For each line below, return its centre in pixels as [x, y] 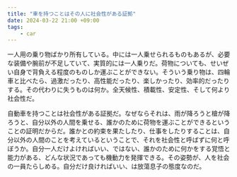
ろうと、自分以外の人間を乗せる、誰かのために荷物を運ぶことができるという [119, 122]
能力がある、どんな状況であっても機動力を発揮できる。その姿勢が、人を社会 [118, 158]
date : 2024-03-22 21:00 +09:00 [53, 20]
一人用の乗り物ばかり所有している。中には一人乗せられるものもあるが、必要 [119, 54]
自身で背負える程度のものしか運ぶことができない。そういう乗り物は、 [115, 72]
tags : [15, 27]
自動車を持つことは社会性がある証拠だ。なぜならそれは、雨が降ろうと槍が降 [119, 114]
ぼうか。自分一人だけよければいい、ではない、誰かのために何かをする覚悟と [119, 149]
